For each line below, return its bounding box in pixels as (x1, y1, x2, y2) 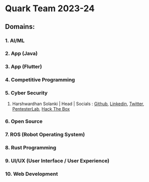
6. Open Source (5, 118, 43, 125)
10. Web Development (5, 171, 58, 178)
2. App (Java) (5, 50, 38, 57)
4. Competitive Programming (5, 76, 75, 83)
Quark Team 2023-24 (5, 3, 95, 14)
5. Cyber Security (5, 90, 48, 96)
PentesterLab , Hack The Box (12, 106, 70, 112)
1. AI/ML (5, 37, 25, 44)
